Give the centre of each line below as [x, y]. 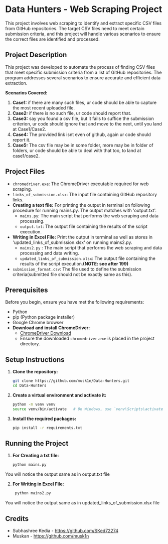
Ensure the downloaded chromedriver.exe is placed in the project [87, 338]
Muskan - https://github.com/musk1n [51, 536]
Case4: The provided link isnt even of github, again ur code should [82, 134]
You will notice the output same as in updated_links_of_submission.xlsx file [82, 503]
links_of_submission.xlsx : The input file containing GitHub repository [85, 194]
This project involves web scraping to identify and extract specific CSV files [83, 23]
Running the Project [37, 443]
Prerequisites [27, 290]
